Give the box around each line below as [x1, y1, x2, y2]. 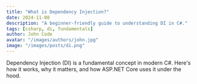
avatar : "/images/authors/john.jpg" [6, 37, 98, 43]
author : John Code [6, 31, 53, 37]
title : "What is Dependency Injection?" [6, 8, 110, 15]
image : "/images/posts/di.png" [6, 43, 85, 49]
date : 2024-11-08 [6, 15, 50, 21]
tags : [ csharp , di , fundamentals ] [6, 25, 94, 32]
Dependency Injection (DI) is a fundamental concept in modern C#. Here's [6, 59, 192, 66]
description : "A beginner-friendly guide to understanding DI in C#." [6, 20, 188, 26]
